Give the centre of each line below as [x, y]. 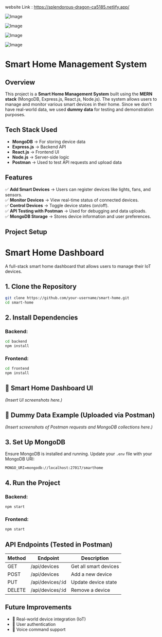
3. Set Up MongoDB [35, 442]
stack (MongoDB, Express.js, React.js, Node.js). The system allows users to [81, 99]
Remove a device [90, 590]
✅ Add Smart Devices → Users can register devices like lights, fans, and [78, 189]
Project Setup [26, 232]
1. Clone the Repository [41, 287]
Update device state [94, 582]
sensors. [14, 195]
